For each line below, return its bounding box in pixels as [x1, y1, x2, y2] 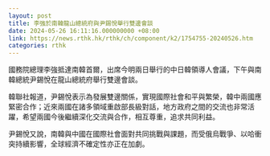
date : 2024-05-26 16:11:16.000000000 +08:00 [8, 27, 160, 35]
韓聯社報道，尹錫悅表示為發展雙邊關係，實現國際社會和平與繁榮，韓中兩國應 [8, 92, 262, 101]
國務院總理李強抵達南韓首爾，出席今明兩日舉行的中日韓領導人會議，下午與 [8, 65, 255, 75]
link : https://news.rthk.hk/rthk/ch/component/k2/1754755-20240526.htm [8, 34, 253, 43]
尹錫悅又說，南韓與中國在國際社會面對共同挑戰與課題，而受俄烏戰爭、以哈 [8, 129, 255, 139]
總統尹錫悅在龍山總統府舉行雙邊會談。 [14, 75, 142, 84]
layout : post [8, 11, 52, 20]
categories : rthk [8, 42, 67, 50]
